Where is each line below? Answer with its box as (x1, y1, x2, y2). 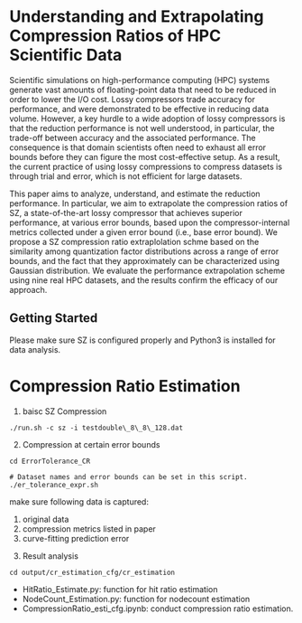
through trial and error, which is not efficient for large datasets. (9, 170, 243, 182)
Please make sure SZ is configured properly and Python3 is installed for (9, 335, 277, 345)
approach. (9, 284, 48, 295)
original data (22, 514, 69, 524)
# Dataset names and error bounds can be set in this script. (9, 472, 248, 481)
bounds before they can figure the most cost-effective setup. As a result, (9, 151, 281, 162)
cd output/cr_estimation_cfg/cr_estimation (9, 568, 176, 577)
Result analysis (22, 550, 79, 562)
